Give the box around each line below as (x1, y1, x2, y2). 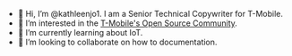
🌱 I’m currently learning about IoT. (17, 28, 143, 37)
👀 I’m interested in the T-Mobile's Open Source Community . (17, 18, 237, 28)
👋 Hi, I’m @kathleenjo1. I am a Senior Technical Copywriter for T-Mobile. (17, 9, 284, 19)
